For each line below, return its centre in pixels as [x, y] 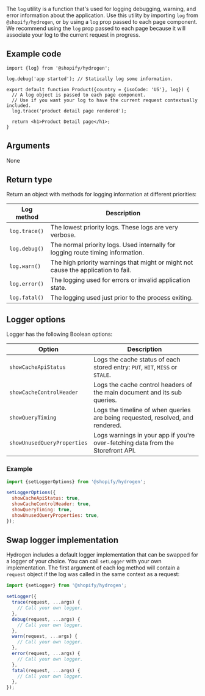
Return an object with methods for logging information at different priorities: [102, 194]
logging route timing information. [97, 253]
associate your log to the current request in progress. [73, 35]
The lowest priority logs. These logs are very [114, 228]
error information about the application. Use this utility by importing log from [102, 15]
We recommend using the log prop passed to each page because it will [96, 28]
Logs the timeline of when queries [142, 410]
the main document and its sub [138, 393]
